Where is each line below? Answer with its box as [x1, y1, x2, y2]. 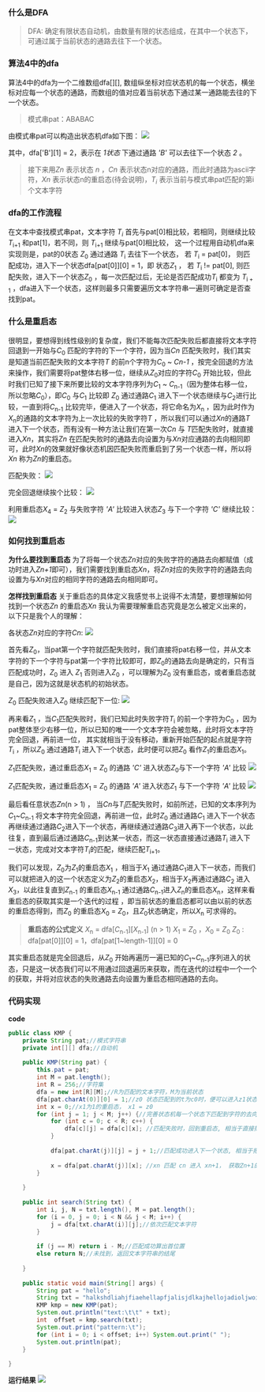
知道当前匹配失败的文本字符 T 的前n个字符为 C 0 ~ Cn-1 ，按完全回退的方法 [14, 357, 254, 369]
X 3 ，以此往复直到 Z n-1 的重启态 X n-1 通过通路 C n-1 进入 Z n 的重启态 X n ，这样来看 [8, 885, 256, 897]
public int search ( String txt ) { [22, 1198, 132, 1206]
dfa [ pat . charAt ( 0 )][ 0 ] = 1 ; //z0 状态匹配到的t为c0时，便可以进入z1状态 [36, 1095, 258, 1103]
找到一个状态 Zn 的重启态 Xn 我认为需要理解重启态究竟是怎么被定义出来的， [8, 601, 251, 611]
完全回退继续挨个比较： [8, 488, 84, 497]
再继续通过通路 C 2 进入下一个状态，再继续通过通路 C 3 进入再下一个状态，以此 [8, 822, 254, 834]
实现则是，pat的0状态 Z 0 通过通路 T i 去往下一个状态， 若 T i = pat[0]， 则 [8, 249, 244, 261]
